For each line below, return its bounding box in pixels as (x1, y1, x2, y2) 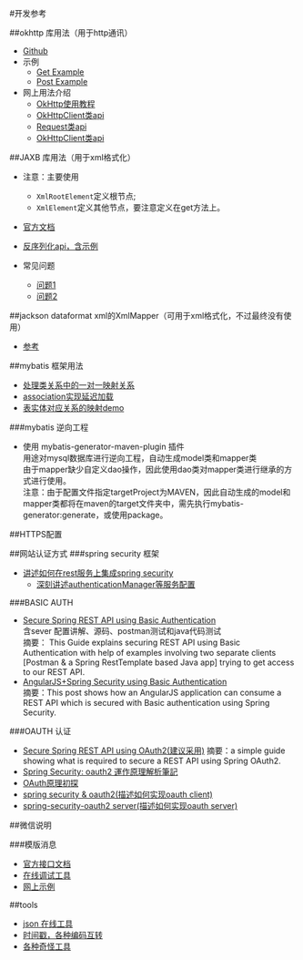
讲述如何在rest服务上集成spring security (22, 567, 174, 578)
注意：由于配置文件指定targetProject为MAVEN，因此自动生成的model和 (22, 486, 291, 497)
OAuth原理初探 (22, 778, 79, 788)
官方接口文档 (22, 859, 71, 869)
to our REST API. (22, 667, 86, 677)
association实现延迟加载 (22, 391, 114, 402)
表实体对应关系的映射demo (22, 403, 125, 413)
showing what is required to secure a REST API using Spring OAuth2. (22, 755, 281, 766)
